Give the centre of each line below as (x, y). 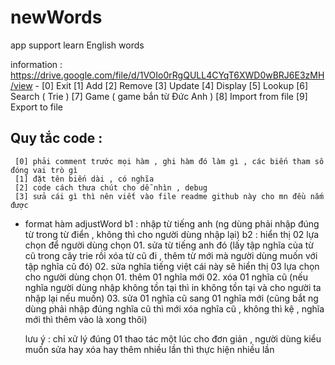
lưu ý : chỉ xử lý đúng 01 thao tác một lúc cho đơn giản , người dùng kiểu (173, 338)
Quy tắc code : (56, 138)
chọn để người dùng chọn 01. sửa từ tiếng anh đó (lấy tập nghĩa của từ (169, 245)
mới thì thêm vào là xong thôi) (86, 319)
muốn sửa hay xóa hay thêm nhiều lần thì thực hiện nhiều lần (149, 349)
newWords (56, 17)
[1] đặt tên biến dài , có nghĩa (84, 179)
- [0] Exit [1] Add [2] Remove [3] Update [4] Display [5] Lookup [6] (171, 85)
